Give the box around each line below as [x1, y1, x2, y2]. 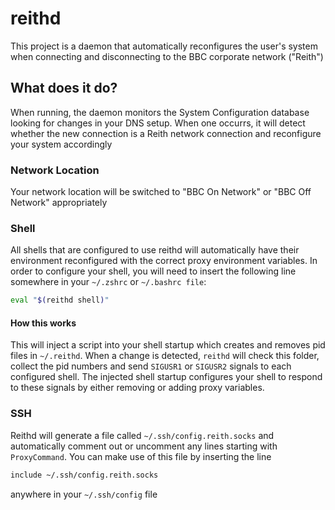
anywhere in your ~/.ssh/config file [10, 488, 158, 500]
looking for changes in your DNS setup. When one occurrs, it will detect [10, 117, 306, 129]
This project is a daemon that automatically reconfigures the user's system [10, 40, 318, 52]
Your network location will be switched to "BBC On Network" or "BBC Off [10, 186, 312, 198]
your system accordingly [10, 138, 113, 150]
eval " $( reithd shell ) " [10, 295, 110, 306]
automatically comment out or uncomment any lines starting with [10, 440, 278, 452]
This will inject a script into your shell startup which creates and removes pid [10, 339, 326, 351]
